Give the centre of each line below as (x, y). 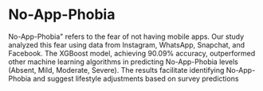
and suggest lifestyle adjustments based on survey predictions (136, 78)
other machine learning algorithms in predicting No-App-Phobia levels (124, 62)
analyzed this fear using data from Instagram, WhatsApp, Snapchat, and (127, 44)
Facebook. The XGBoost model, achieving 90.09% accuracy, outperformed (132, 53)
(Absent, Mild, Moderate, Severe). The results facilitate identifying (116, 70)
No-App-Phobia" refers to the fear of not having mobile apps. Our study (126, 36)
